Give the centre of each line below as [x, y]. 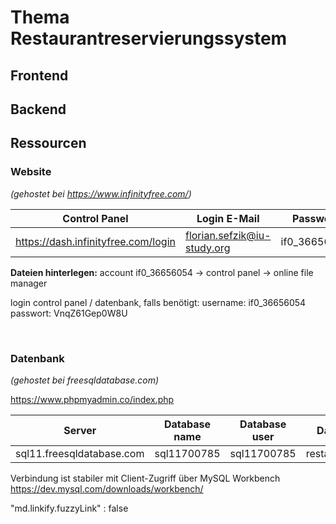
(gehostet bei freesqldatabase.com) [85, 380]
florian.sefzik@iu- [228, 235]
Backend [38, 109]
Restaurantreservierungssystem [149, 38]
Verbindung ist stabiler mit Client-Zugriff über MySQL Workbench [145, 478]
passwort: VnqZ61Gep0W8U [69, 313]
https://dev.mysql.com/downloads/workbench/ [107, 488]
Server [80, 430]
